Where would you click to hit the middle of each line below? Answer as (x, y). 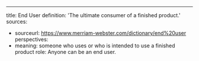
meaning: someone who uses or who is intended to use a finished (95, 46)
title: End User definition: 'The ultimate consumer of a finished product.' (93, 15)
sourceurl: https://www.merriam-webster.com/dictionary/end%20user (100, 33)
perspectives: (31, 39)
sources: (17, 22)
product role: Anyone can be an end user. (65, 52)
